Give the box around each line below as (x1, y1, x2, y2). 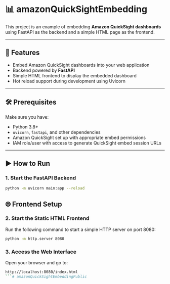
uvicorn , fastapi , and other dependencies (12, 129, 101, 135)
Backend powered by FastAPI (12, 67, 75, 73)
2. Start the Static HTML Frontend (5, 215, 90, 222)
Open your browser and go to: (5, 259, 68, 265)
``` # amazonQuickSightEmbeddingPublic (5, 274, 87, 279)
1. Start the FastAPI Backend (5, 174, 76, 181)
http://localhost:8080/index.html (5, 269, 78, 274)
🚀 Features (5, 49, 40, 57)
